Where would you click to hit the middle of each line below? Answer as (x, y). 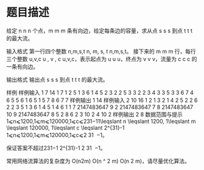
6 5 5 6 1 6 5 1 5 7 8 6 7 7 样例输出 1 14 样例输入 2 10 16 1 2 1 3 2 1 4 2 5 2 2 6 (102, 100)
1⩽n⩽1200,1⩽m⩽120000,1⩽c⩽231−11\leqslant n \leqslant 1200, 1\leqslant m (101, 121)
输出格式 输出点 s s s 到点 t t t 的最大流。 (57, 79)
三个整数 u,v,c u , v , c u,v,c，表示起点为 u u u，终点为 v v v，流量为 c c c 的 (102, 59)
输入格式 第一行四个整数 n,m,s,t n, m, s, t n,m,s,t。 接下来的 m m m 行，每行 (101, 51)
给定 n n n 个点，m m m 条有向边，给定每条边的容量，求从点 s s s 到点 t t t (100, 31)
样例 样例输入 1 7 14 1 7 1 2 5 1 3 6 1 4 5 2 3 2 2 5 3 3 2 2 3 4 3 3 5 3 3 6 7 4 (100, 92)
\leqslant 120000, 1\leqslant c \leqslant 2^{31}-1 (65, 127)
